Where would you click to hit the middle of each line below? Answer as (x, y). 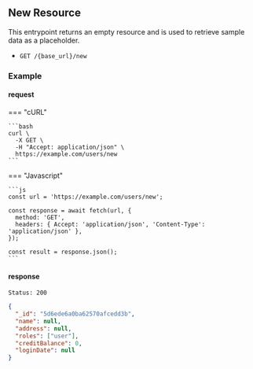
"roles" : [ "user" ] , (47, 336)
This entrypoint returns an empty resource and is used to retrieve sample (126, 31)
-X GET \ (29, 140)
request (21, 94)
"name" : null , (38, 321)
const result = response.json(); (63, 252)
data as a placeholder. (44, 40)
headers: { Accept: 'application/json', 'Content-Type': (110, 224)
